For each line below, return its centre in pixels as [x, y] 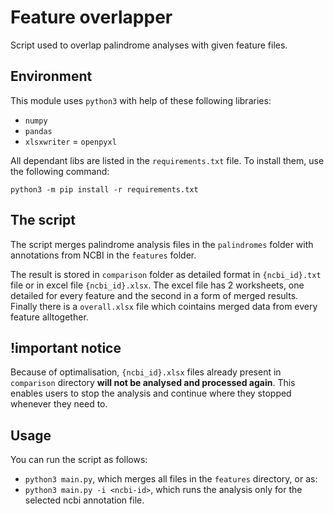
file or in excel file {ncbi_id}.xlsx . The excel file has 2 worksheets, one [157, 285]
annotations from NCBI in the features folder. [103, 255]
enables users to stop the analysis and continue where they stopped [151, 393]
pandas [38, 131]
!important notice [66, 347]
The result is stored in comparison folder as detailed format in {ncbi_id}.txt [166, 274]
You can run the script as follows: [79, 460]
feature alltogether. [49, 317]
